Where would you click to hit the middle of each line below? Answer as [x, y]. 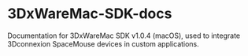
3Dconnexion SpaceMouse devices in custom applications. [104, 43]
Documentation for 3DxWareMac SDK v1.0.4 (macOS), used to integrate [124, 35]
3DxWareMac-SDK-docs [90, 14]
